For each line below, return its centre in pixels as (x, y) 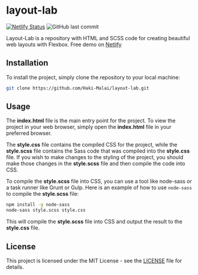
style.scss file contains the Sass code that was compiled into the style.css (98, 151)
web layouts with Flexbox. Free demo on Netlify (64, 44)
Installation (27, 63)
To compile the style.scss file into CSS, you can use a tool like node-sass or (99, 182)
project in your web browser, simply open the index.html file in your (89, 127)
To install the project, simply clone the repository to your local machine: (93, 77)
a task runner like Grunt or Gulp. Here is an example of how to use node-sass (99, 187)
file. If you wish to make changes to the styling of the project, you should (95, 157)
